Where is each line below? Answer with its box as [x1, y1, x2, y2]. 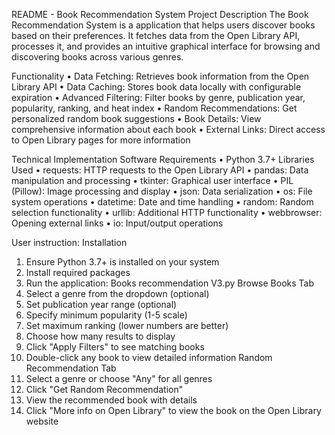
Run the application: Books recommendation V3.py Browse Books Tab [25, 277, 314, 289]
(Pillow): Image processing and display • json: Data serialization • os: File [11, 185, 313, 197]
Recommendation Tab [25, 362, 117, 374]
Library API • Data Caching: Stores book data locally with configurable [11, 81, 302, 93]
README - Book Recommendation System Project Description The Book [11, 9, 309, 20]
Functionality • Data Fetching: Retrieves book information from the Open [11, 70, 310, 82]
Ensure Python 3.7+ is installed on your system [25, 256, 220, 268]
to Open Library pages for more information [11, 134, 191, 146]
